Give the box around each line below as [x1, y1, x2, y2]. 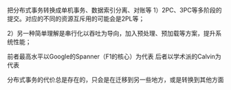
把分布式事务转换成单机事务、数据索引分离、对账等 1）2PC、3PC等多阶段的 [7, 6, 222, 14]
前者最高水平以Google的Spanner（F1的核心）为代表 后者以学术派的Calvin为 [7, 52, 221, 60]
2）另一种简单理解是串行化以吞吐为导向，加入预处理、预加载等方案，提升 [7, 30, 216, 37]
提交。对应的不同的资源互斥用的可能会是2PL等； [7, 14, 145, 23]
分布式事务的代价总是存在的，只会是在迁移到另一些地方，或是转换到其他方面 [7, 76, 224, 84]
